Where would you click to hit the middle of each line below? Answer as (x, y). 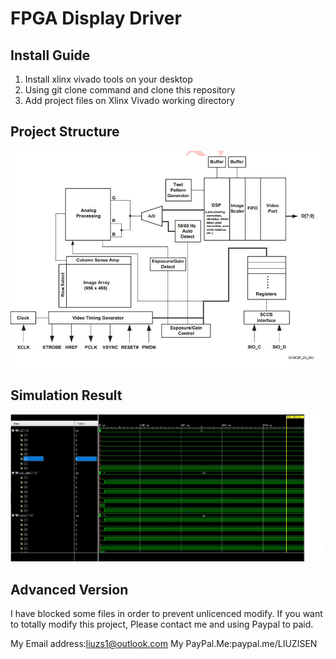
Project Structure (65, 132)
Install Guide (50, 55)
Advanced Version (69, 589)
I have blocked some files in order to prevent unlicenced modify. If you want (166, 614)
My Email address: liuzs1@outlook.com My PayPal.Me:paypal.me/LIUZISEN (164, 644)
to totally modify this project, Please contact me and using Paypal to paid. (162, 624)
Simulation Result (66, 395)
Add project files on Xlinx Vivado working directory (129, 100)
